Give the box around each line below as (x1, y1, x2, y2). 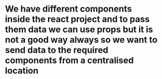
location (5, 65, 39, 76)
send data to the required (5, 45, 109, 56)
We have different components (5, 3, 132, 15)
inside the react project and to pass (5, 14, 150, 25)
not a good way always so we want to (5, 34, 158, 46)
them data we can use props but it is (5, 24, 153, 35)
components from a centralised (5, 55, 134, 66)
